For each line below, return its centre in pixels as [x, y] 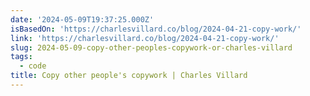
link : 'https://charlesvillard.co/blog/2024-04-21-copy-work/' [145, 38]
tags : [21, 57]
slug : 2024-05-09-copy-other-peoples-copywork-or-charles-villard [151, 47]
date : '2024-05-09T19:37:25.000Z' [82, 19]
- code [33, 66]
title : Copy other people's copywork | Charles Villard [129, 76]
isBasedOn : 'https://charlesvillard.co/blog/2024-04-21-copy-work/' [156, 29]
